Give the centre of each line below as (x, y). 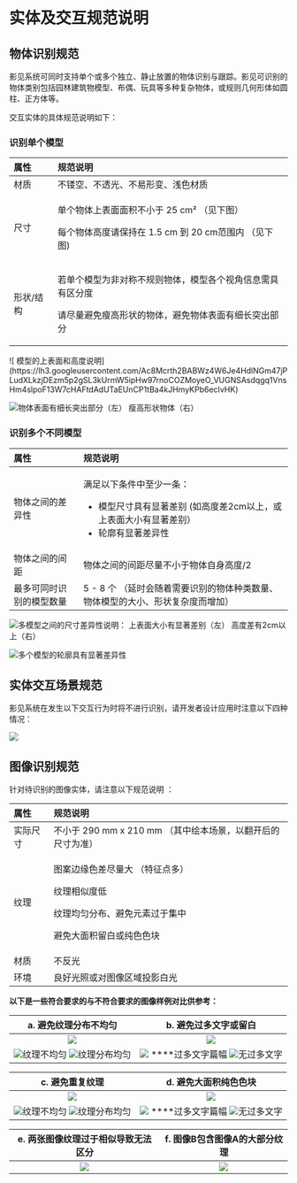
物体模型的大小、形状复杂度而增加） (159, 601)
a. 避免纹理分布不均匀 (72, 1026)
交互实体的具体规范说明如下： (63, 117)
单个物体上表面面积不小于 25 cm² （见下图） (150, 211)
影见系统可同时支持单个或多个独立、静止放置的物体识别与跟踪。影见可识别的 (148, 77)
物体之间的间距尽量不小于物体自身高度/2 (168, 565)
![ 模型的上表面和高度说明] (57, 361)
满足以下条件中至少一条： (137, 484)
